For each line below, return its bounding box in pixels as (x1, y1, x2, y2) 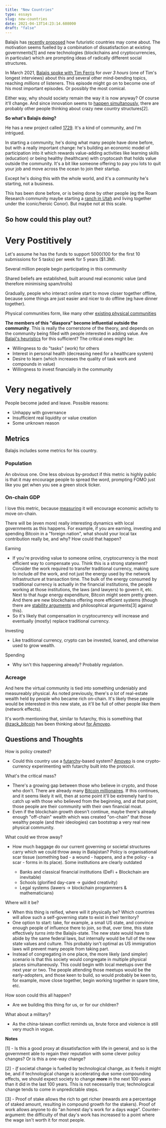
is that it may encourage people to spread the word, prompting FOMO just (5, 477, 156, 482)
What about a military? (5, 1011, 51, 1017)
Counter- (141, 1106, 161, 1112)
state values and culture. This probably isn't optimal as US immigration (12, 940, 157, 947)
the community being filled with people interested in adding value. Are (5, 331, 148, 337)
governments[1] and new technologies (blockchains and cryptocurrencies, (5, 50, 157, 56)
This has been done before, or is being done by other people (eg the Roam (5, 190, 157, 196)
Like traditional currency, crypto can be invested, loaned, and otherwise (12, 637, 159, 643)
